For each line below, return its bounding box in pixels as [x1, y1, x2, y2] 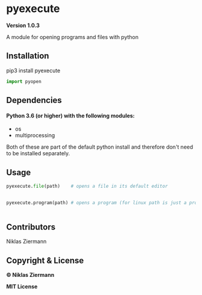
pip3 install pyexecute [6, 67, 61, 74]
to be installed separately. [6, 150, 70, 157]
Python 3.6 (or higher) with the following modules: [6, 112, 135, 119]
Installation [6, 51, 49, 61]
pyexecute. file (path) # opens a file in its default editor [6, 183, 168, 190]
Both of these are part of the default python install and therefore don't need [6, 143, 194, 151]
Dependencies [6, 95, 62, 105]
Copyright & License [6, 255, 84, 265]
